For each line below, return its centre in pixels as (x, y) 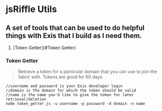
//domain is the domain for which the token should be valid (71, 91)
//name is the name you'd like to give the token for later (70, 95)
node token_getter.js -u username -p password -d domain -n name (75, 104)
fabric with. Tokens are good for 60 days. (61, 77)
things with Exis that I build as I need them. (74, 35)
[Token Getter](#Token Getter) (44, 48)
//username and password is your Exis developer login (64, 86)
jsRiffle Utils (31, 9)
